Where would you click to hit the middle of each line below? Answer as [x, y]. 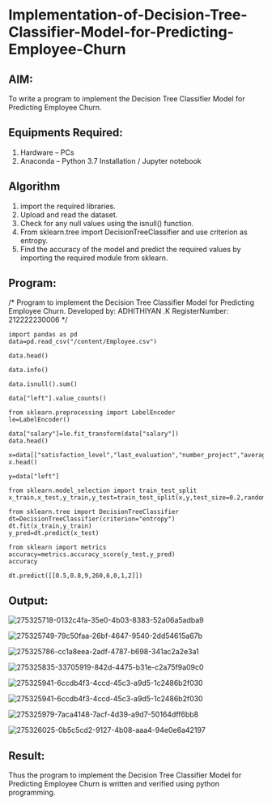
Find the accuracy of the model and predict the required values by [130, 249]
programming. [32, 793]
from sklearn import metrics [57, 548]
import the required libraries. [68, 206]
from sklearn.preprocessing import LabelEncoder [92, 413]
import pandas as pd [43, 335]
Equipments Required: [66, 133]
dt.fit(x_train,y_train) [50, 526]
